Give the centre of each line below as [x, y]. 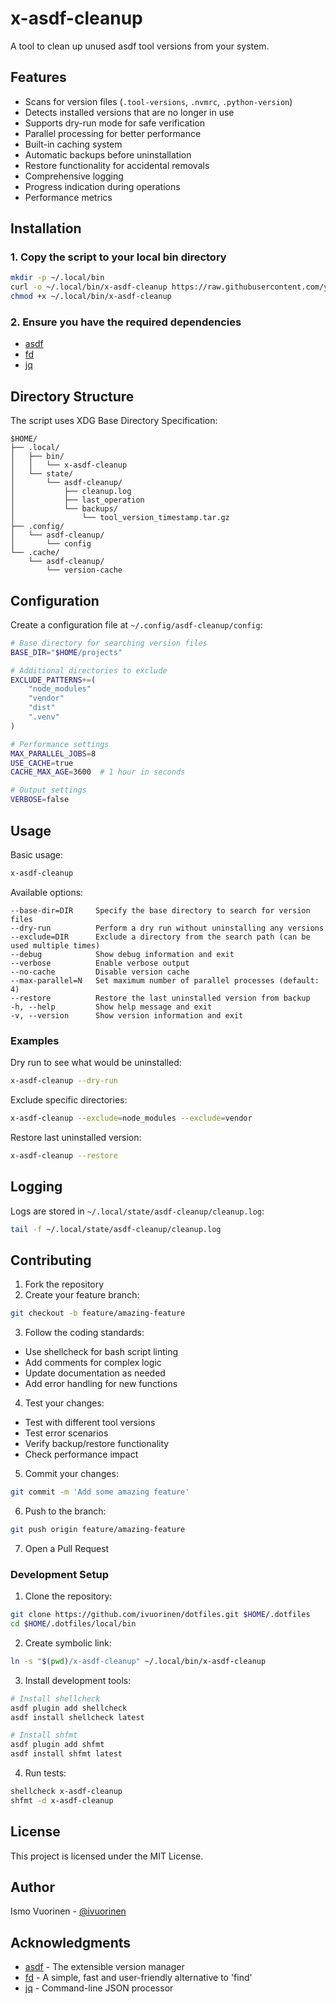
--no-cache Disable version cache [100, 972]
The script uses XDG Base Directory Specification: [114, 421]
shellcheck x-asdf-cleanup [66, 1792]
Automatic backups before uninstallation [108, 154]
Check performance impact [81, 1454]
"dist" [42, 708]
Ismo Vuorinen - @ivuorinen [68, 1911]
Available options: [47, 892]
